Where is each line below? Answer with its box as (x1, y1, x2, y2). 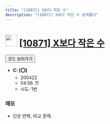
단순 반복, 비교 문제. (12, 113, 52, 119)
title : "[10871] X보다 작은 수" (5, 7, 69, 13)
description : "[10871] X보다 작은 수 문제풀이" (5, 12, 98, 17)
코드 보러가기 (8, 57, 33, 62)
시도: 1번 (20, 86, 37, 92)
